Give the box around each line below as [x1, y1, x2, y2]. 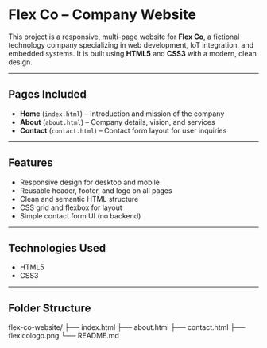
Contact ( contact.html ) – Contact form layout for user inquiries [19, 126, 227, 135]
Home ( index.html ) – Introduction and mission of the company [19, 109, 225, 118]
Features [8, 157, 53, 170]
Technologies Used [8, 241, 106, 255]
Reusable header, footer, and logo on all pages [19, 185, 172, 195]
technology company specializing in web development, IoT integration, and [8, 40, 254, 49]
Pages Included [8, 87, 87, 101]
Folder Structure [8, 301, 91, 315]
